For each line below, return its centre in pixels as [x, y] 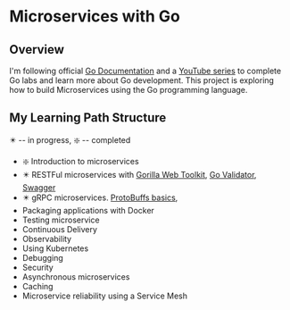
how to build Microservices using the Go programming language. [128, 90]
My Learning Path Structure [88, 118]
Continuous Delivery [60, 229]
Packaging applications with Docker [88, 210]
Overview [37, 50]
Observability [47, 239]
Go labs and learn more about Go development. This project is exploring [142, 80]
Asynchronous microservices [76, 276]
